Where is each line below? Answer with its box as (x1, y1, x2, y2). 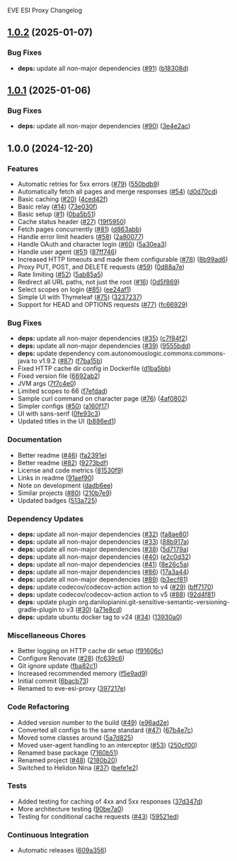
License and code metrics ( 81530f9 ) (17, 466, 124, 474)
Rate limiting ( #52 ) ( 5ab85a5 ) (17, 270, 104, 279)
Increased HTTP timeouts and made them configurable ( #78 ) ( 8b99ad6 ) (17, 255, 229, 264)
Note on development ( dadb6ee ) (17, 481, 113, 489)
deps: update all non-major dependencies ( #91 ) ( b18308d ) (17, 64, 189, 72)
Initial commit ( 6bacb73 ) (17, 677, 89, 685)
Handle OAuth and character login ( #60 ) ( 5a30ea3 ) (17, 240, 168, 249)
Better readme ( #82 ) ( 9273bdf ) (17, 458, 108, 467)
